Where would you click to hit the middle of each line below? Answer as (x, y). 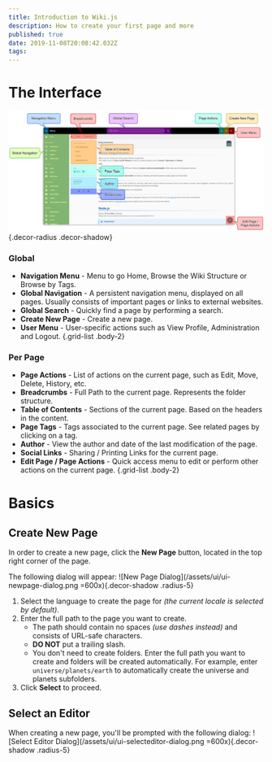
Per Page (26, 358)
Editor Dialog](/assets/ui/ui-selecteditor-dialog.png (119, 742)
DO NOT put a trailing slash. (79, 644)
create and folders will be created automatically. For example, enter (145, 662)
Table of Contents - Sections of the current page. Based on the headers (141, 410)
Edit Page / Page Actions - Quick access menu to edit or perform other (139, 462)
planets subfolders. (65, 679)
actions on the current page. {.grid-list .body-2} (100, 470)
